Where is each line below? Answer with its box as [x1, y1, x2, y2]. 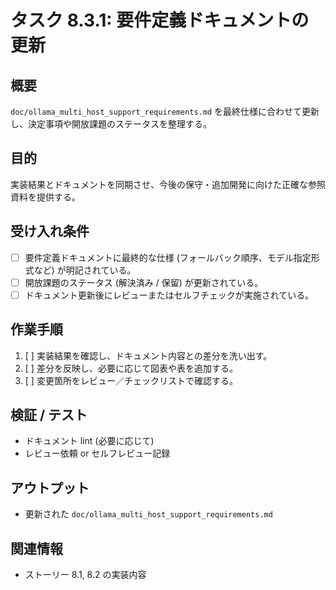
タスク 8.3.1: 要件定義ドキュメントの [10, 9, 310, 32]
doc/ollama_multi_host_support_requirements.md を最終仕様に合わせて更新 [10, 106, 320, 117]
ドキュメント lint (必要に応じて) [24, 435, 155, 447]
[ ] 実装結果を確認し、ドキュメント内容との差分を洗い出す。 [24, 349, 273, 361]
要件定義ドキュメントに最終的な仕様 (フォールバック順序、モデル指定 [24, 251, 312, 263]
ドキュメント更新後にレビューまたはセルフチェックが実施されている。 [24, 289, 315, 301]
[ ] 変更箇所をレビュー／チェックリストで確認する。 [24, 374, 238, 386]
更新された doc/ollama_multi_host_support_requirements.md [24, 508, 273, 520]
